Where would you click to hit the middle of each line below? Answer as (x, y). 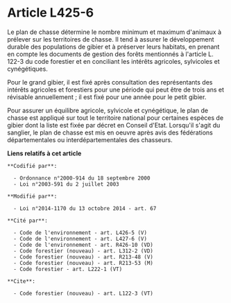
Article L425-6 (51, 13)
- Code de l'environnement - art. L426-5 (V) (80, 233)
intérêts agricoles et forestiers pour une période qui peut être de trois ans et (115, 89)
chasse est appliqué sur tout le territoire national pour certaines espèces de (115, 118)
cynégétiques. (28, 69)
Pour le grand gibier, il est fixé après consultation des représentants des (110, 82)
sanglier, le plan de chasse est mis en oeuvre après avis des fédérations (110, 132)
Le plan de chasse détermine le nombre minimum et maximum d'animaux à (114, 32)
